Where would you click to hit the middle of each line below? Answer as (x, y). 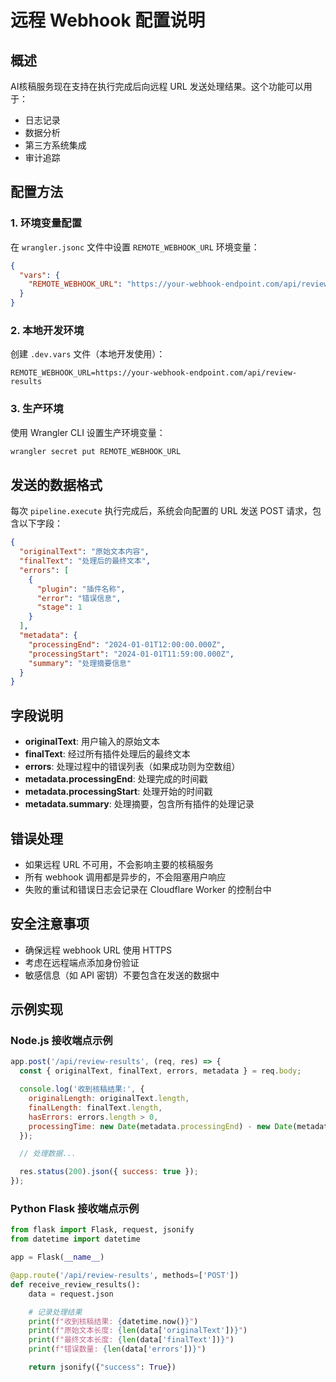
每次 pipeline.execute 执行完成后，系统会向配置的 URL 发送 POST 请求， (161, 511)
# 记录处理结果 (55, 1312)
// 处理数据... (48, 1154)
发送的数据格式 (56, 484)
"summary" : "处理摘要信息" (80, 663)
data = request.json (71, 1294)
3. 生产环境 (37, 409)
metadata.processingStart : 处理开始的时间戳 (118, 792)
